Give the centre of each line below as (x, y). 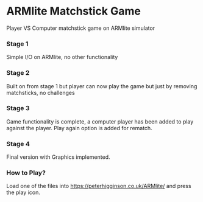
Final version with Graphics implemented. (59, 157)
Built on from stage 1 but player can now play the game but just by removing (102, 86)
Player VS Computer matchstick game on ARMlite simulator (81, 28)
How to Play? (26, 173)
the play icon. (23, 192)
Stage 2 (18, 73)
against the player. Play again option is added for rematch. (79, 128)
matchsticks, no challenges (41, 92)
